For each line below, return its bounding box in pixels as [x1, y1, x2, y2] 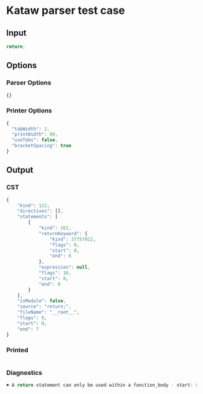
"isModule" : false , [17, 298, 66, 304]
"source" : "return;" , [17, 303, 71, 310]
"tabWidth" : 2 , [11, 126, 50, 132]
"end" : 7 [17, 326, 39, 332]
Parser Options [6, 79, 51, 87]
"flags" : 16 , [38, 270, 71, 276]
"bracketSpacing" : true [11, 143, 71, 149]
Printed [6, 346, 28, 354]
